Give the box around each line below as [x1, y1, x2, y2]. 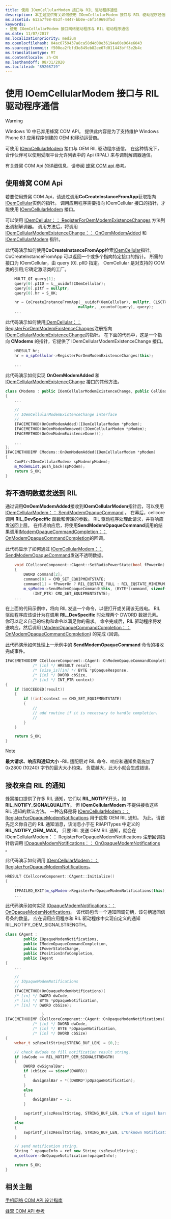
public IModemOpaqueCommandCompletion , [23, 941, 108, 947]
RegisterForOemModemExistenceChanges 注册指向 [5, 326, 112, 331]
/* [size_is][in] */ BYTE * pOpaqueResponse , [32, 668, 129, 673]
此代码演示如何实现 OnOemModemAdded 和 [5, 372, 100, 378]
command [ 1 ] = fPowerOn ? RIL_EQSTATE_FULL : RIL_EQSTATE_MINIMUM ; [23, 581, 167, 587]
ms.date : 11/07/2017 [5, 31, 49, 36]
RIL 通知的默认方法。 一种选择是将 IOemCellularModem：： [5, 808, 130, 814]
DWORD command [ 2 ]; [23, 572, 63, 577]
